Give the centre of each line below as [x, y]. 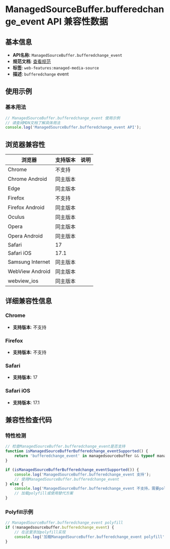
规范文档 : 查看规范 [32, 61]
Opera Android [25, 236]
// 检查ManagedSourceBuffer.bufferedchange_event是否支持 [65, 447]
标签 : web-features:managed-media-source [56, 68]
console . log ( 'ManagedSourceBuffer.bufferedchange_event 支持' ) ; [83, 475]
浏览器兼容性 [25, 145]
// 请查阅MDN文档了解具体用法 [33, 123]
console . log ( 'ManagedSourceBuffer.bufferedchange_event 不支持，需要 [87, 489]
